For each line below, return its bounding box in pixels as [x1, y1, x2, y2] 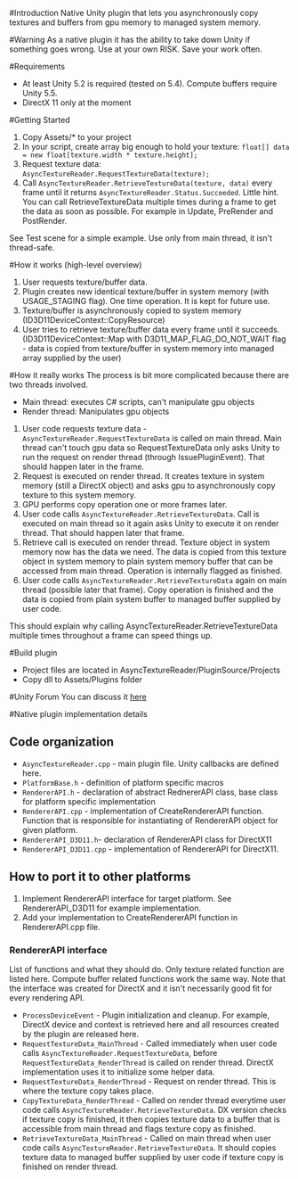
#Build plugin [9, 647, 58, 658]
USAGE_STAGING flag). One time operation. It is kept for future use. [21, 296, 270, 306]
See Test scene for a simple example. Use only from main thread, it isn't [9, 233, 273, 243]
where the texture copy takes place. [21, 1085, 154, 1096]
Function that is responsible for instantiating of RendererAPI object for [21, 815, 278, 826]
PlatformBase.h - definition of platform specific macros [21, 777, 224, 787]
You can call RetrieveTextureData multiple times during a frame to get [21, 196, 277, 207]
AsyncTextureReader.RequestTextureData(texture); [21, 169, 211, 178]
